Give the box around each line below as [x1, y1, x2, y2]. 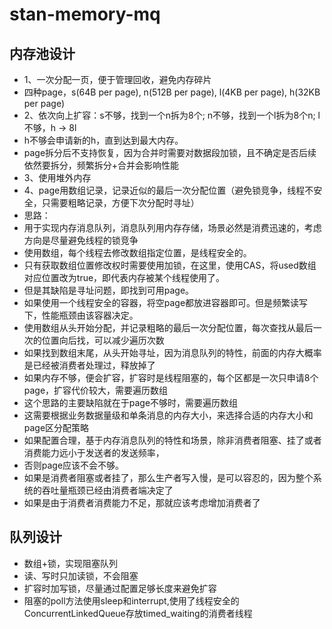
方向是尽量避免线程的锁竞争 [23, 234, 139, 246]
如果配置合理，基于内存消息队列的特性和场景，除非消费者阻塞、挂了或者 [23, 434, 322, 446]
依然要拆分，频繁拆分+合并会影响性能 [23, 159, 180, 171]
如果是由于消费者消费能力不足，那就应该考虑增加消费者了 [23, 497, 261, 508]
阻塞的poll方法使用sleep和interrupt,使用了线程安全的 [23, 594, 240, 607]
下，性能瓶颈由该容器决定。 [23, 309, 139, 321]
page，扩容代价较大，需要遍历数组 [23, 384, 169, 396]
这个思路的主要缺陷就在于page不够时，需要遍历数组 [23, 397, 239, 408]
